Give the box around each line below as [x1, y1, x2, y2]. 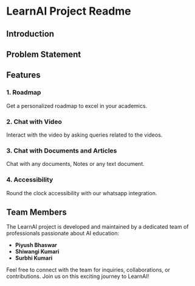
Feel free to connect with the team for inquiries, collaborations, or [6, 266, 171, 274]
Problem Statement [6, 49, 81, 59]
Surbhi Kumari [15, 254, 53, 262]
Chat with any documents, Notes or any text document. [6, 160, 145, 168]
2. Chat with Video [6, 117, 62, 126]
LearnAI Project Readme [6, 4, 132, 18]
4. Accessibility [6, 176, 53, 184]
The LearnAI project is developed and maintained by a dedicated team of [6, 223, 190, 231]
